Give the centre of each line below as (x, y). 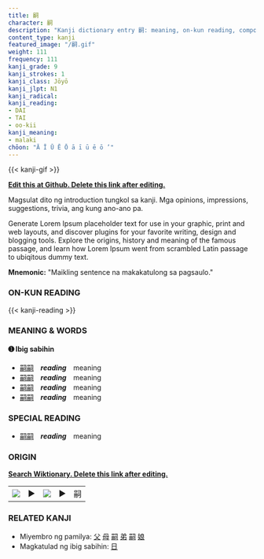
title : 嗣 (24, 15)
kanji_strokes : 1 (37, 74)
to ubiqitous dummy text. (48, 257)
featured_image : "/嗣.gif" (52, 45)
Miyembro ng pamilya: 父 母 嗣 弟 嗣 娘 (82, 536)
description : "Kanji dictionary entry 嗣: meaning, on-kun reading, (122, 30)
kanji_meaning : (33, 132)
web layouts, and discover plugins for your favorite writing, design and (122, 232)
